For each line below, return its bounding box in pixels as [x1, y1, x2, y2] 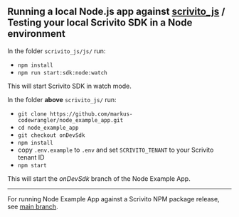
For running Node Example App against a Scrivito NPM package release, [7, 194, 220, 203]
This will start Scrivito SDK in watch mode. [7, 82, 132, 90]
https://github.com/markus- [49, 110, 133, 118]
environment [7, 28, 65, 40]
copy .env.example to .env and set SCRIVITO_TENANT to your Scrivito [17, 145, 214, 154]
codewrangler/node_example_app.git [17, 116, 124, 123]
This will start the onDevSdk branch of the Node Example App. [7, 174, 191, 183]
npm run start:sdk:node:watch [17, 69, 108, 77]
